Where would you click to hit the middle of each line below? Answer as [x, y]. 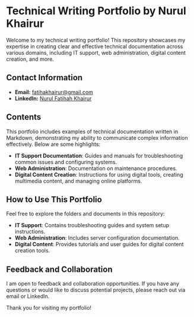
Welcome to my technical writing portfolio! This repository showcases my [96, 40]
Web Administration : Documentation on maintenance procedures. [96, 168]
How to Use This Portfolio [54, 200]
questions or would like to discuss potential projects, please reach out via [96, 290]
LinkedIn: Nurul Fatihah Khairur [53, 98]
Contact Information [44, 78]
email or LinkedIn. [28, 296]
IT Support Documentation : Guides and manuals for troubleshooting [99, 155]
